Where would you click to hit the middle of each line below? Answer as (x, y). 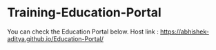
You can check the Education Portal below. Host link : (83, 32)
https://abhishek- (184, 32)
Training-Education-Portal (85, 13)
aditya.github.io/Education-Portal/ (55, 38)
